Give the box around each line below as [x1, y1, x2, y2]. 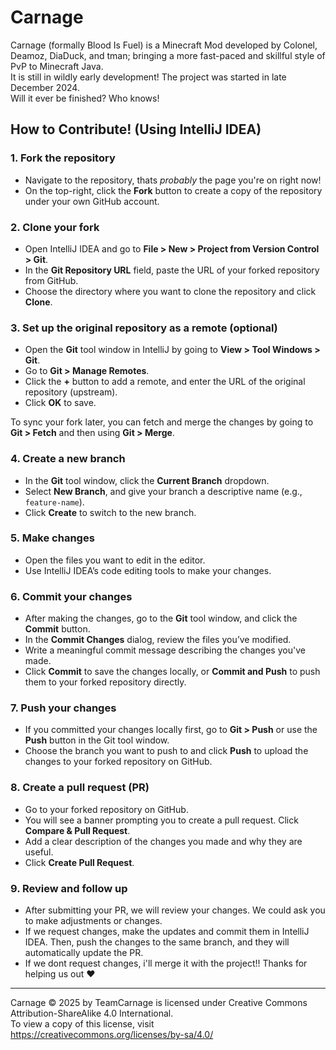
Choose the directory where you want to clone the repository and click [24, 285, 317, 297]
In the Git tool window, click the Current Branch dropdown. [24, 474, 270, 486]
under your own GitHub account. [24, 195, 160, 207]
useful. [24, 846, 54, 858]
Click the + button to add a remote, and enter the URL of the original [24, 376, 306, 388]
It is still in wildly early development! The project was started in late [10, 71, 287, 83]
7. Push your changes [10, 701, 117, 715]
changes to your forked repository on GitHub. [24, 756, 213, 768]
